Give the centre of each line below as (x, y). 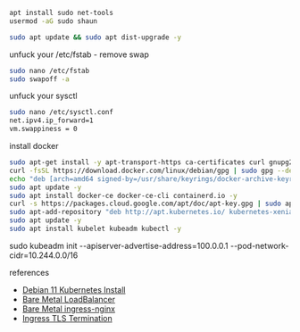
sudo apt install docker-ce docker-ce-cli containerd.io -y (124, 195)
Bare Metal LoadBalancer (69, 299)
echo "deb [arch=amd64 (51, 178)
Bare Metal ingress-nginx (69, 309)
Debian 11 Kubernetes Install (74, 289)
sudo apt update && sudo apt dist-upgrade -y (95, 37)
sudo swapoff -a (39, 79)
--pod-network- (259, 245)
